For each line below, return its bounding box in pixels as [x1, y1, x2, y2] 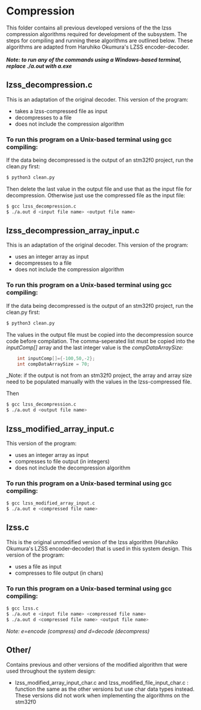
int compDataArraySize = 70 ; [17, 361, 90, 367]
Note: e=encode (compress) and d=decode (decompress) [6, 627, 150, 635]
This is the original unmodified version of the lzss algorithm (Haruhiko [6, 538, 178, 545]
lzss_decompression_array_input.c [6, 225, 140, 236]
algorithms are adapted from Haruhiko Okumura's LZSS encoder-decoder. [6, 43, 190, 50]
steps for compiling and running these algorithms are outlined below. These [6, 37, 193, 44]
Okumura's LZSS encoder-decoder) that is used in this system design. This [6, 545, 192, 552]
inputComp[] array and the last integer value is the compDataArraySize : [6, 344, 184, 351]
